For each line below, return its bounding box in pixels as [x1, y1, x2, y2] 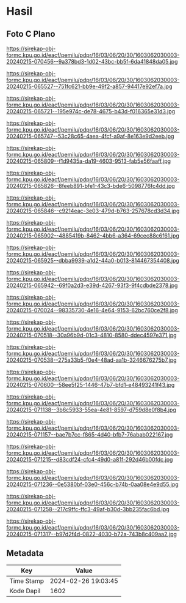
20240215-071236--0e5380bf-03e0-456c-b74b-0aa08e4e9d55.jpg [6, 481, 179, 488]
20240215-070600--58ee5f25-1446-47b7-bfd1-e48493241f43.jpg [6, 381, 175, 388]
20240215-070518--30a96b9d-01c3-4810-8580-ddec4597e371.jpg [6, 332, 177, 339]
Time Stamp [9, 577, 45, 585]
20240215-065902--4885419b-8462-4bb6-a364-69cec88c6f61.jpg [6, 232, 180, 239]
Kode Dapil [9, 586, 41, 595]
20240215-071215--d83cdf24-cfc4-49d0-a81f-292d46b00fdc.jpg [6, 456, 173, 463]
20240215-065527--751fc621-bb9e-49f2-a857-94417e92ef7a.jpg [6, 83, 173, 90]
